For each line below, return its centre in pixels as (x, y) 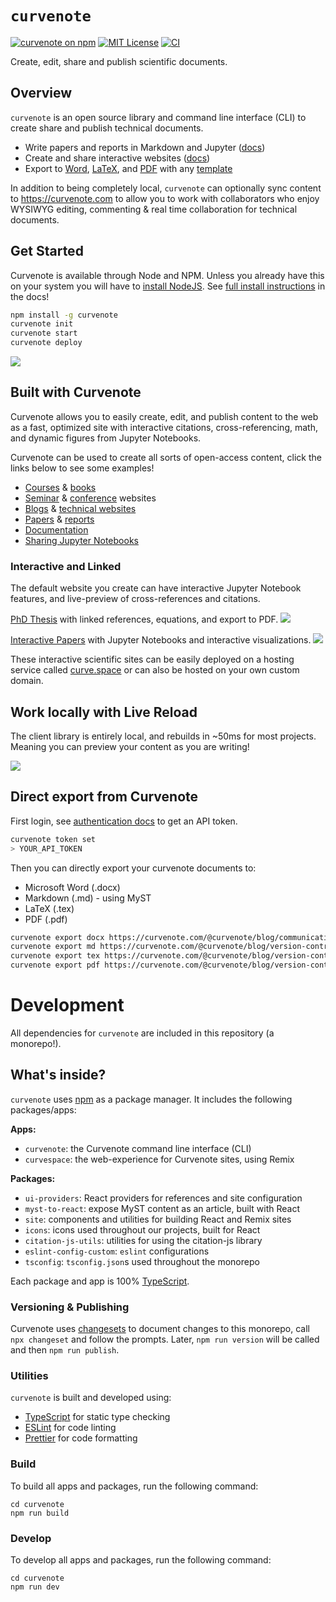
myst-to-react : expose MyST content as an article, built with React (162, 1208)
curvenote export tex (55, 956)
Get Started (47, 251)
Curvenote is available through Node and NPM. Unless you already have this (167, 275)
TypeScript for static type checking (97, 1417)
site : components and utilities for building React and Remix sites (158, 1219)
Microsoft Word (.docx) (72, 887)
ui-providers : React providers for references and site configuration (163, 1198)
